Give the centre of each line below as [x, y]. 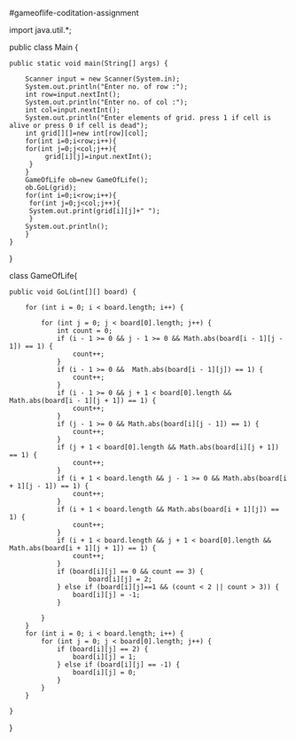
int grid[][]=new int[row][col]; [87, 133]
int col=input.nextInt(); [73, 110]
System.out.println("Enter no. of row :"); [107, 87]
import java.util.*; [41, 30]
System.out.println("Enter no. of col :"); [107, 102]
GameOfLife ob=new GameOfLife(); [87, 180]
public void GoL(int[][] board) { [73, 292]
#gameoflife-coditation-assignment [74, 13]
